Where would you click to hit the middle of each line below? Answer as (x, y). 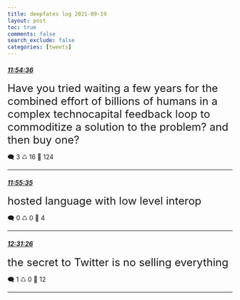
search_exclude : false (41, 41)
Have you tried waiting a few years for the (113, 88)
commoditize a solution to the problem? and (118, 127)
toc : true (22, 27)
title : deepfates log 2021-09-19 (57, 14)
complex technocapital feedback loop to (109, 114)
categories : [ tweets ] (40, 47)
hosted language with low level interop (105, 201)
